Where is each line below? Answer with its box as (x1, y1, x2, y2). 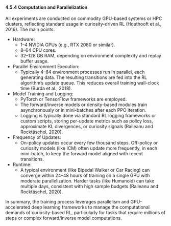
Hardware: (12, 36, 35, 43)
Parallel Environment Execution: (12, 64, 80, 70)
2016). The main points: (5, 26, 55, 33)
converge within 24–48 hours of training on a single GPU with (20, 172, 150, 179)
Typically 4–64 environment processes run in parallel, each (20, 69, 145, 75)
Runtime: (12, 161, 32, 168)
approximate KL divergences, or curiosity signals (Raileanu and (20, 124, 153, 130)
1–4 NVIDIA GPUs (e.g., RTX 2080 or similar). (20, 42, 115, 48)
